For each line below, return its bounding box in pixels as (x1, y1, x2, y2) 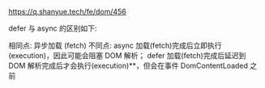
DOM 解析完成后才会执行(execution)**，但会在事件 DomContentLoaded (8, 61, 249, 70)
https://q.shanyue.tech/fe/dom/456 (8, 7, 127, 16)
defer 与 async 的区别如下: (8, 23, 97, 33)
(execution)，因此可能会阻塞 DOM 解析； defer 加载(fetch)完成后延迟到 (8, 51, 246, 60)
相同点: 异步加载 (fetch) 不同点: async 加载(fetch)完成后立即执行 (8, 40, 222, 50)
